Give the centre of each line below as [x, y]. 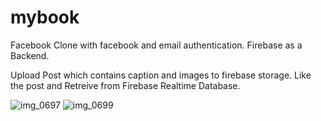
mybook [45, 17]
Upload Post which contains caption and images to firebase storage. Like [161, 75]
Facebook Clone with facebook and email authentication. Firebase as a [156, 45]
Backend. [30, 55]
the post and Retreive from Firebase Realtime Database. [125, 85]
